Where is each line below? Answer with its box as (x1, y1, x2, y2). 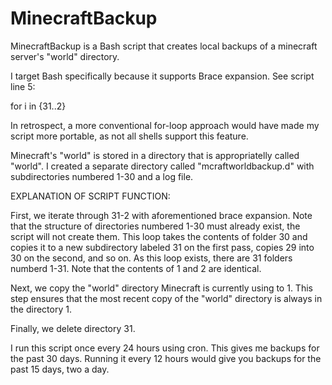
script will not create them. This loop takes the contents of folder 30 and (10, 230, 308, 242)
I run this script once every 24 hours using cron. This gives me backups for (10, 342, 320, 354)
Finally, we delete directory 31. (10, 322, 136, 334)
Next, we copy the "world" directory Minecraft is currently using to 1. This (10, 282, 313, 294)
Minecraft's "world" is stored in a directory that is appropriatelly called (10, 149, 300, 161)
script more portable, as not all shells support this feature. (10, 130, 249, 142)
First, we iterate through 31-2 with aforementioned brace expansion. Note (10, 209, 313, 221)
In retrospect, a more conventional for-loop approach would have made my (10, 119, 320, 131)
